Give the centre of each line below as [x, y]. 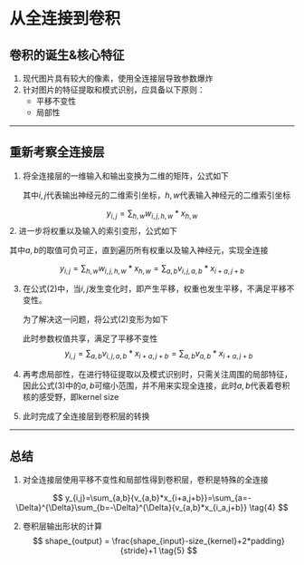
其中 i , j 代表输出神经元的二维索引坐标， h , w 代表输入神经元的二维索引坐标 [157, 195]
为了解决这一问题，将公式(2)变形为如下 [95, 319]
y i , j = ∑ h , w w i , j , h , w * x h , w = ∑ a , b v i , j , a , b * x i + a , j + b [152, 269]
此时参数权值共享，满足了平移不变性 [90, 339]
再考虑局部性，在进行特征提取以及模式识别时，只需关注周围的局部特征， [157, 375]
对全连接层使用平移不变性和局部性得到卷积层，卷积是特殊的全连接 [145, 480]
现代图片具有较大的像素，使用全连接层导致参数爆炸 [118, 78]
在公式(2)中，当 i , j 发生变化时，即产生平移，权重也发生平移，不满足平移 [154, 289]
